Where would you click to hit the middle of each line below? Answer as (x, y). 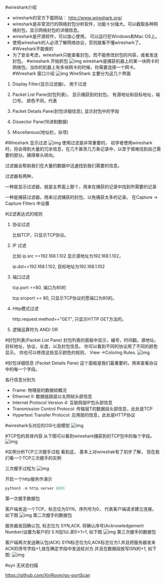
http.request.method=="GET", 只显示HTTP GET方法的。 (69, 319)
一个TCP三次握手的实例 (38, 458)
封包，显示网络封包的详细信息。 (49, 30)
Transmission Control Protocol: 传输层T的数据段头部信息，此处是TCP (83, 409)
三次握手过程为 (20, 468)
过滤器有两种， (20, 176)
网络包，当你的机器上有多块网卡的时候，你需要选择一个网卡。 (75, 67)
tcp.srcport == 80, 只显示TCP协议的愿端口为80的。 (64, 298)
